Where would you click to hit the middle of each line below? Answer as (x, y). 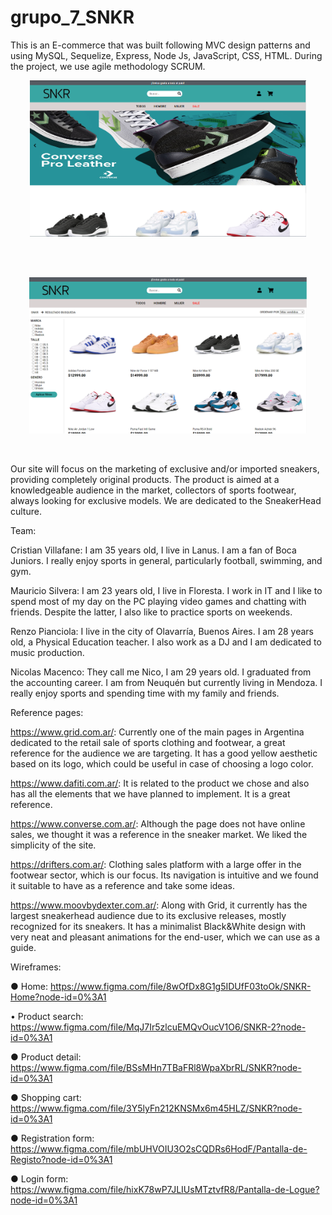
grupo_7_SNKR (72, 17)
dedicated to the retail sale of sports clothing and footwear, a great (148, 742)
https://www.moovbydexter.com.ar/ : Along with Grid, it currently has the (159, 905)
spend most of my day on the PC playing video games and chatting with (158, 601)
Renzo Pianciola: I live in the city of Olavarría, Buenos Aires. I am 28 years (162, 631)
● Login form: (39, 1178)
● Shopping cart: (46, 1097)
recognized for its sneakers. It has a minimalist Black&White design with (158, 926)
